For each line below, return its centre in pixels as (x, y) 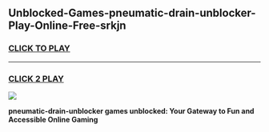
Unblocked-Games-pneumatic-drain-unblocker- (132, 13)
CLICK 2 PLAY (36, 78)
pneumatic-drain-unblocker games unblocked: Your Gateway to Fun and (131, 110)
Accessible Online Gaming (53, 119)
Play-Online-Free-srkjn (67, 26)
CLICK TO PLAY (39, 49)
